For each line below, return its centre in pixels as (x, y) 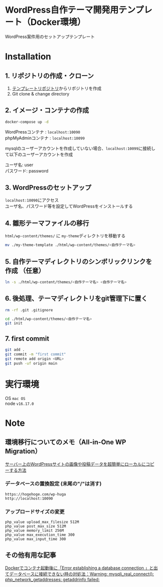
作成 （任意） (25, 271)
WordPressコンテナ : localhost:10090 (43, 132)
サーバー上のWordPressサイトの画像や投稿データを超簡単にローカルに (75, 464)
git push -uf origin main (31, 363)
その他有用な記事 (31, 555)
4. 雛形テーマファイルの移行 (47, 223)
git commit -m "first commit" (36, 354)
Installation (28, 57)
